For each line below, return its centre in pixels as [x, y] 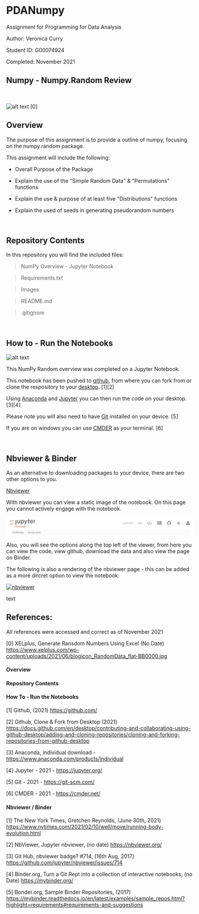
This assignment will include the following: [58, 157]
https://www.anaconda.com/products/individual [65, 759]
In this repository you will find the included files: [65, 255]
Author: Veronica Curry [35, 38]
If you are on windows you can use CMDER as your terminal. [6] [85, 428]
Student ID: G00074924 [35, 50]
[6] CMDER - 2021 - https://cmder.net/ [53, 793]
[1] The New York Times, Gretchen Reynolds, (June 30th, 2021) [84, 821]
